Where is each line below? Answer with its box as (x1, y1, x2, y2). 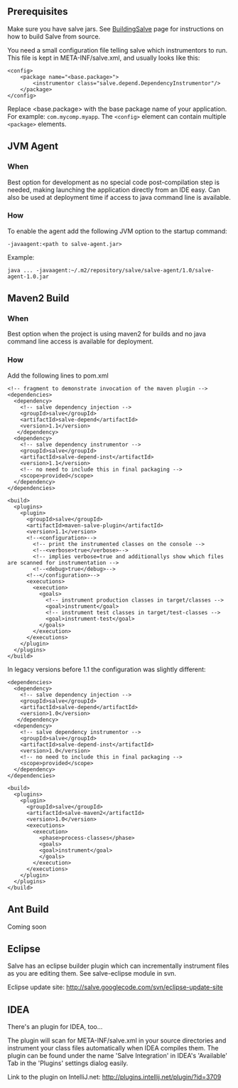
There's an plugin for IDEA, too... (7, 1023, 103, 1031)
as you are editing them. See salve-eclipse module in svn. (7, 969, 176, 978)
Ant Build (7, 903, 50, 916)
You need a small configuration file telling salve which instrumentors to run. (7, 46, 228, 54)
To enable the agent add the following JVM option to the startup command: (7, 227, 227, 235)
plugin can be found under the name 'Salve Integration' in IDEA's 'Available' (7, 1052, 227, 1060)
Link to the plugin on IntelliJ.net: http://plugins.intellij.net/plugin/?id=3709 (7, 1073, 222, 1082)
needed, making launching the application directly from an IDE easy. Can (7, 185, 220, 194)
